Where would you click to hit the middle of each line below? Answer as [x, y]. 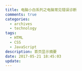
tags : [11, 33]
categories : [17, 19]
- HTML [16, 38]
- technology [23, 28]
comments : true [21, 14]
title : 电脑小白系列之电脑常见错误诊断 [41, 10]
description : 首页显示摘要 [31, 51]
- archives [21, 24]
